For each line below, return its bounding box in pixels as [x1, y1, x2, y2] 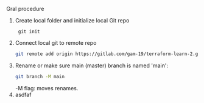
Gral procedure [6, 5, 44, 12]
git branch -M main [15, 73, 65, 79]
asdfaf [15, 91, 32, 98]
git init [18, 28, 41, 35]
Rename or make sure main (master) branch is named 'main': [15, 62, 169, 69]
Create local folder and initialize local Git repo [15, 17, 130, 24]
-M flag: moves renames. [15, 84, 79, 91]
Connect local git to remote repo [15, 39, 97, 46]
